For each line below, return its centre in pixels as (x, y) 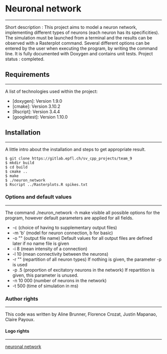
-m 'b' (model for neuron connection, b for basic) (63, 233)
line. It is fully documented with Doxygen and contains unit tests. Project (79, 53)
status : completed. (25, 59)
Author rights (22, 299)
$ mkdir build (20, 163)
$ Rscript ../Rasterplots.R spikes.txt (46, 184)
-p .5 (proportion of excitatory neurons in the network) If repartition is (83, 270)
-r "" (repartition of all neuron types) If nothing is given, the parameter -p (87, 259)
